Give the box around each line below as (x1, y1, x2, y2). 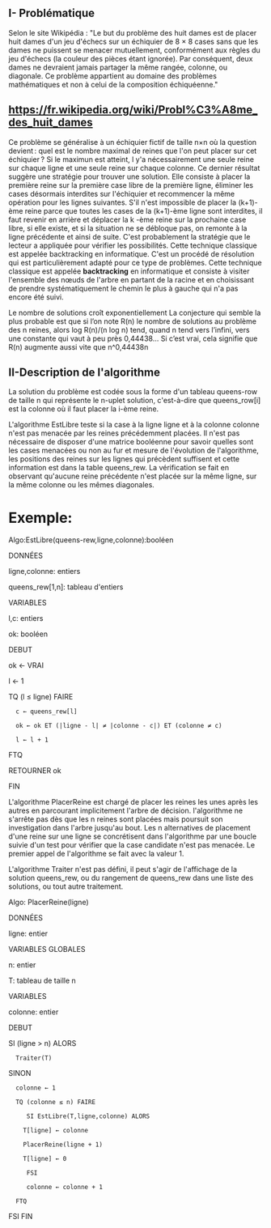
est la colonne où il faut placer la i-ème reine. (8, 404, 159, 414)
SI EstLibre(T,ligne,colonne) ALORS (26, 1112, 150, 1120)
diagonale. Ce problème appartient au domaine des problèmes (8, 70, 217, 80)
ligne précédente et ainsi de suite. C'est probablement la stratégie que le (8, 232, 251, 241)
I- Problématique (8, 6, 95, 20)
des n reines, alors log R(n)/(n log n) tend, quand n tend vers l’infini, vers (8, 325, 250, 334)
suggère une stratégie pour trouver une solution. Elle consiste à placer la (8, 172, 251, 181)
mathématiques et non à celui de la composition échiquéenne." (8, 79, 218, 89)
